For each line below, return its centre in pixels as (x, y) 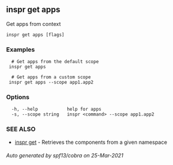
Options (18, 97)
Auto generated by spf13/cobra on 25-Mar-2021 (65, 156)
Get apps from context (33, 24)
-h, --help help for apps (56, 109)
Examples (21, 49)
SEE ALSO (21, 129)
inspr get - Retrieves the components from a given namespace (91, 142)
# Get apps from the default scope (55, 62)
